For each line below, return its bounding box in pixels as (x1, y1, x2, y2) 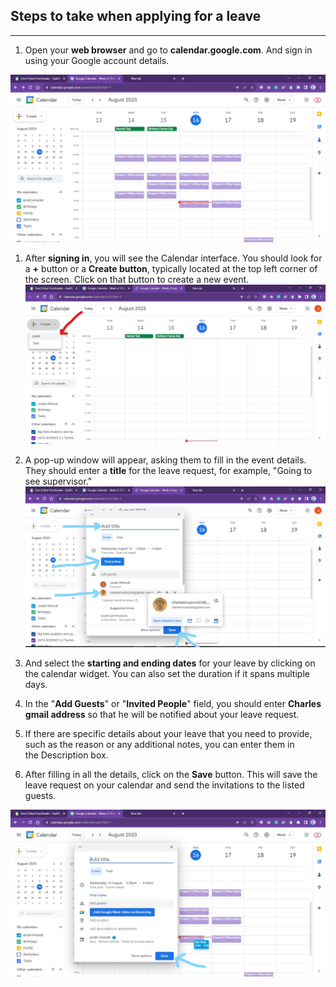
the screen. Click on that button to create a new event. (24, 273, 250, 285)
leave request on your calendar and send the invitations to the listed (24, 779, 305, 791)
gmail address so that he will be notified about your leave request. (24, 709, 300, 721)
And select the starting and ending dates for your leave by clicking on (24, 657, 316, 669)
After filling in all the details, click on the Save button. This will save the (24, 769, 318, 781)
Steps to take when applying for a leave (10, 8, 262, 25)
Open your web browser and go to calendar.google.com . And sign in (24, 44, 313, 56)
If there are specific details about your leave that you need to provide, (24, 728, 313, 740)
